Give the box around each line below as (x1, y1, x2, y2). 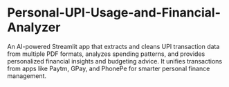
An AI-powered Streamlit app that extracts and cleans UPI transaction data (7, 42, 220, 50)
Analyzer (7, 19, 61, 35)
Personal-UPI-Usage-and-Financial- (7, 5, 221, 21)
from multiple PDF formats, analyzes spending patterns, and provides (7, 50, 205, 58)
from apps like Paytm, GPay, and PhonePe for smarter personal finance (7, 64, 210, 72)
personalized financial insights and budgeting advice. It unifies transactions (7, 57, 223, 65)
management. (7, 71, 47, 80)
